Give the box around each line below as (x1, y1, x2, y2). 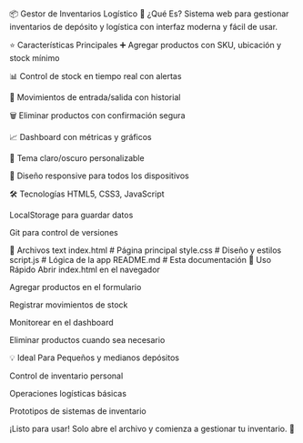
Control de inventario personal (9, 370, 124, 381)
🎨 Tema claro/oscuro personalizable (9, 153, 145, 163)
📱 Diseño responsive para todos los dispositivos (9, 170, 189, 181)
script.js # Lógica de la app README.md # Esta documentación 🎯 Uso (9, 255, 271, 265)
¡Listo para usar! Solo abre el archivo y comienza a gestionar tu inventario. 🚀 (9, 423, 296, 434)
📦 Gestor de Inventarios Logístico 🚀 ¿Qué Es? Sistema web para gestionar (9, 8, 289, 19)
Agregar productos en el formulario (9, 282, 142, 292)
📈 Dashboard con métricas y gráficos (9, 132, 152, 142)
